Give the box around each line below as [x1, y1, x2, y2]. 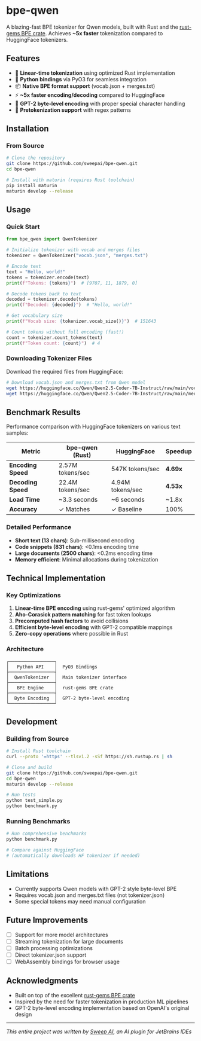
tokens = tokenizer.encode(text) [6, 274, 90, 280]
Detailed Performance [6, 523, 72, 532]
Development [6, 716, 58, 726]
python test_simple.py [6, 798, 63, 804]
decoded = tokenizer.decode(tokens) [6, 297, 98, 303]
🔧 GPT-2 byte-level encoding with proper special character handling [14, 100, 185, 107]
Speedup [165, 447, 192, 456]
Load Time [9, 496, 40, 504]
